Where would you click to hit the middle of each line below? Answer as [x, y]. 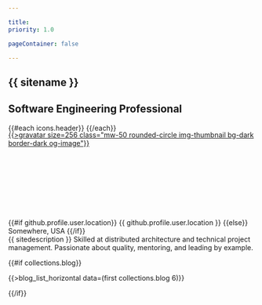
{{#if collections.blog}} [45, 263]
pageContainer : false [44, 44]
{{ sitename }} [44, 82]
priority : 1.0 [31, 29]
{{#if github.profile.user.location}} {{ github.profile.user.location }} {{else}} [128, 222]
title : [19, 22]
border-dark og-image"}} [49, 143]
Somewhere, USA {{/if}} [47, 231]
